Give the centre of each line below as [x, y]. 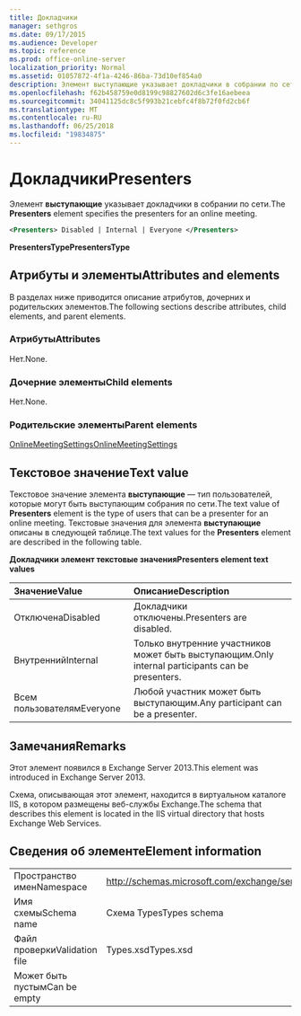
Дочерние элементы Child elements [91, 382]
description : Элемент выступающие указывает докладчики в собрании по [144, 84]
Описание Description [181, 591]
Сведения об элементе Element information [136, 851]
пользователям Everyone [67, 709]
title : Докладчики [43, 18]
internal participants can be [191, 666]
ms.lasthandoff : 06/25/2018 [62, 127]
